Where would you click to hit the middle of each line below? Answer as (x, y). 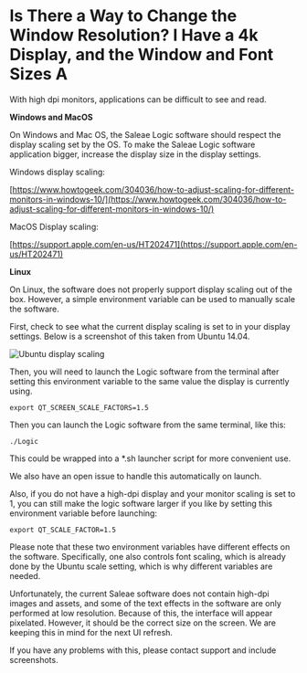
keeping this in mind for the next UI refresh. (91, 632)
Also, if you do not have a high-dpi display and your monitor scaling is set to (153, 493)
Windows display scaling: (57, 172)
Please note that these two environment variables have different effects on (150, 547)
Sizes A (39, 74)
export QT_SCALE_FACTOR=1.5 (63, 530)
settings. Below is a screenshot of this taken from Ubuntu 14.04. (130, 336)
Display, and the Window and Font (142, 55)
